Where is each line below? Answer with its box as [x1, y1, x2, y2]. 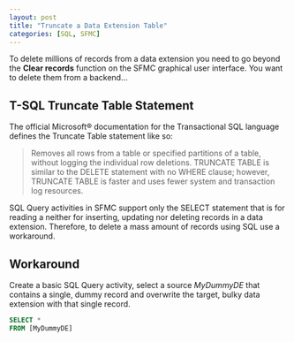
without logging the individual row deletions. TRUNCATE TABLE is [30, 157, 270, 168]
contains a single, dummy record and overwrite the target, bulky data [9, 289, 260, 300]
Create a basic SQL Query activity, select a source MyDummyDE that [9, 280, 260, 290]
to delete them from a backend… [9, 72, 128, 83]
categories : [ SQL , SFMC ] [9, 29, 101, 38]
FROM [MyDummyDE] [9, 323, 73, 332]
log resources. [30, 186, 84, 196]
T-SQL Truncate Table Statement [9, 98, 194, 113]
